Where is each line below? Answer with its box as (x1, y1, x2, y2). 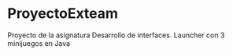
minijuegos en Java (7, 38, 71, 47)
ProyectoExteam (7, 5, 119, 23)
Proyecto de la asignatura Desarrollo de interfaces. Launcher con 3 (7, 30, 225, 40)
